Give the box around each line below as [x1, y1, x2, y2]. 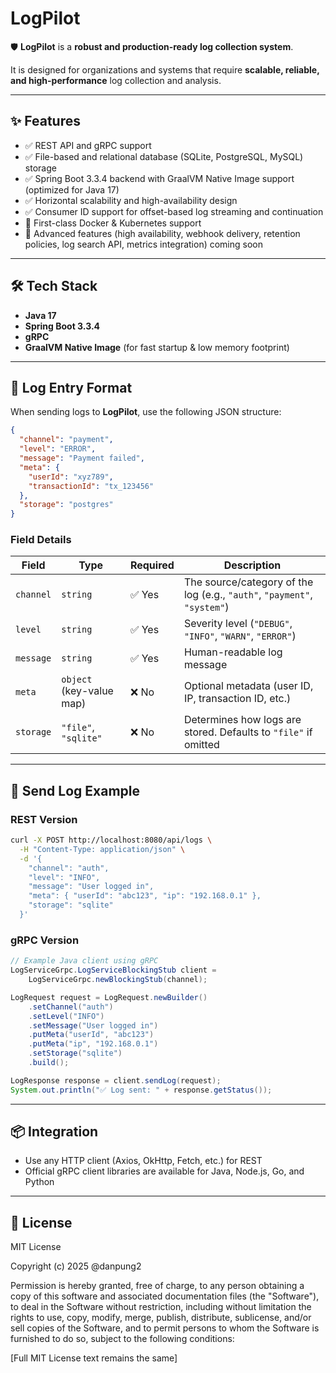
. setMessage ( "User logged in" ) [28, 1020, 159, 1031]
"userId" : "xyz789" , [28, 472, 114, 482]
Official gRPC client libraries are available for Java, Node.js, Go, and [24, 1165, 305, 1177]
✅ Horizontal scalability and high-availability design [24, 194, 238, 206]
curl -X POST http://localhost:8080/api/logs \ [10, 835, 213, 846]
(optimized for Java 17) [24, 183, 120, 196]
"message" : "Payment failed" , [19, 453, 145, 463]
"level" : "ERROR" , [19, 444, 97, 454]
